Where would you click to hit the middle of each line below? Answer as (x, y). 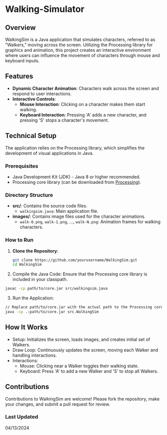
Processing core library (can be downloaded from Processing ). (77, 182)
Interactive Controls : (34, 99)
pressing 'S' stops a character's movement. (64, 120)
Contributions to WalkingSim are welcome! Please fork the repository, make (83, 399)
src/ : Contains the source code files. (50, 206)
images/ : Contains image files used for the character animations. (79, 217)
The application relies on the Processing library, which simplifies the (75, 147)
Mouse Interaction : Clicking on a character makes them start (83, 104)
